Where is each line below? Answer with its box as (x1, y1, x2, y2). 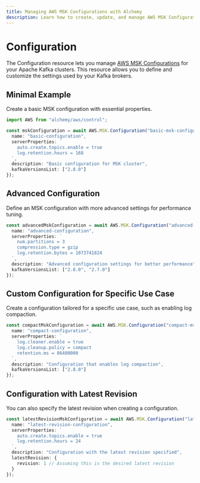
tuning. (6, 210, 24, 218)
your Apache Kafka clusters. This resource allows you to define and (6, 66, 173, 73)
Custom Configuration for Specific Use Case (6, 289, 174, 299)
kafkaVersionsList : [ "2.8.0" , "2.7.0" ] (11, 267, 111, 273)
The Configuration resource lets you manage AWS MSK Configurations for (6, 60, 189, 67)
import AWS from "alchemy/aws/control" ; (6, 117, 108, 123)
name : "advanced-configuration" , (11, 228, 95, 234)
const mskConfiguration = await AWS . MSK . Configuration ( (6, 128, 148, 134)
